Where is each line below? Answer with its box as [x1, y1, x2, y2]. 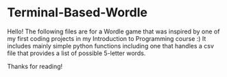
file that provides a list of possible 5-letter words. [7, 49, 146, 57]
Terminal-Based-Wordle [7, 5, 148, 20]
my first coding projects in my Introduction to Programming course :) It [7, 34, 206, 42]
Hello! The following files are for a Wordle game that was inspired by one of [7, 27, 220, 35]
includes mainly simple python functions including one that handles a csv [7, 42, 215, 50]
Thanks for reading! [7, 62, 63, 70]
